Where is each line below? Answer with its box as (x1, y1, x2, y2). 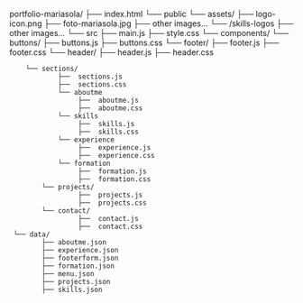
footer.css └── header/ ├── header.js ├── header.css (9, 47, 215, 58)
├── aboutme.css (78, 104, 143, 113)
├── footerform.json (41, 253, 119, 262)
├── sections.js (57, 72, 124, 81)
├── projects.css (78, 198, 147, 207)
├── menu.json (41, 270, 95, 279)
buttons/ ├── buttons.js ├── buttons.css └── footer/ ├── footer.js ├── (9, 37, 280, 48)
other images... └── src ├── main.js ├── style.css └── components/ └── (9, 28, 289, 38)
